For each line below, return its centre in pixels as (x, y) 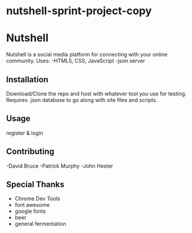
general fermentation (40, 224)
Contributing (30, 151)
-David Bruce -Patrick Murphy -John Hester (60, 166)
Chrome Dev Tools (37, 199)
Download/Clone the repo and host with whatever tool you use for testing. (96, 94)
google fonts (30, 211)
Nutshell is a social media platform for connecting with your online (87, 55)
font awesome (32, 205)
